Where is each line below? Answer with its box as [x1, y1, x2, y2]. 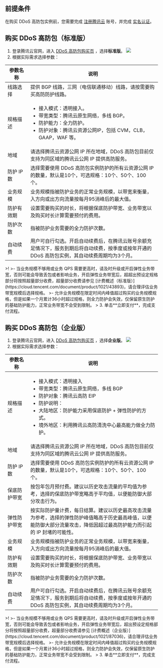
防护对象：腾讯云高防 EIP [38, 392, 96, 399]
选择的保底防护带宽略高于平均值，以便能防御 [40, 491, 142, 498]
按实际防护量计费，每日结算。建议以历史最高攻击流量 [30, 507, 152, 514]
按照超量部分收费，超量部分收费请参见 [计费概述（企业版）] [13, 628, 131, 633]
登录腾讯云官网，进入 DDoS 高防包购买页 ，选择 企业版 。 [12, 337, 125, 343]
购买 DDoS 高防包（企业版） [5, 324, 89, 332]
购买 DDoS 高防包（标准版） [5, 34, 89, 42]
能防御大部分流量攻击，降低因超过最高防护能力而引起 [30, 521, 152, 528]
